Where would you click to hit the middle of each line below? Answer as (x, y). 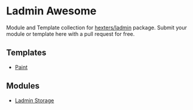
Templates (26, 53)
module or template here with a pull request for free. (71, 33)
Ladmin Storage (34, 100)
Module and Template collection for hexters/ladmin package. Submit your (96, 27)
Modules (23, 86)
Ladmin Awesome (51, 11)
